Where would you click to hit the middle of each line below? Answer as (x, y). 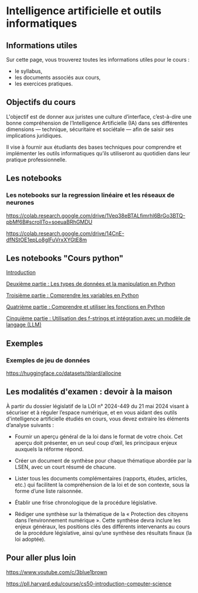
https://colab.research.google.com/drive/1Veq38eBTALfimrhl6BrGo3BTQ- (96, 215)
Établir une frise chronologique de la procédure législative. (86, 502)
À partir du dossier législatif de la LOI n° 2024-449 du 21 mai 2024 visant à (98, 406)
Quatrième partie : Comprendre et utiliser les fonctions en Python (86, 307)
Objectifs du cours (41, 102)
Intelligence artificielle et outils (84, 11)
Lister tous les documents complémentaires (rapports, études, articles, (101, 478)
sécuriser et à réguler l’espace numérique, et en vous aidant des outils (92, 412)
